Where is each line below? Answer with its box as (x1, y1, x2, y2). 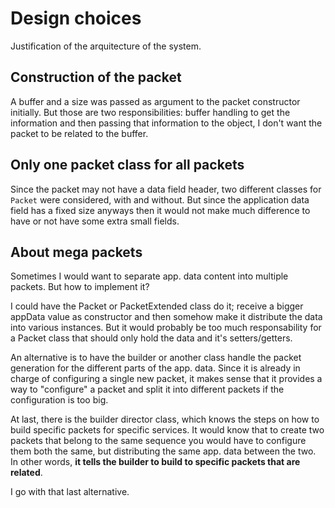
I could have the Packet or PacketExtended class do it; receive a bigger (10, 300, 304, 312)
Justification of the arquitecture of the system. (10, 40, 202, 52)
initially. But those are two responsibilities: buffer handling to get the (10, 106, 291, 118)
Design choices (10, 7, 142, 30)
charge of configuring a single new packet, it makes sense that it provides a (10, 373, 323, 385)
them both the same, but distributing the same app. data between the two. (10, 445, 317, 457)
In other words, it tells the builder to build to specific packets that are (10, 456, 301, 468)
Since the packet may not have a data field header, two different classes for (10, 183, 322, 195)
